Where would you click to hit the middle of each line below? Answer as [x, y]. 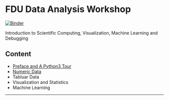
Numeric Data [27, 71]
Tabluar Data [26, 77]
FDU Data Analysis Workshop [68, 9]
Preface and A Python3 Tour [42, 66]
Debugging [17, 38]
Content [18, 54]
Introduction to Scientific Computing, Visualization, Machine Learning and [81, 33]
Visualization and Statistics [40, 82]
